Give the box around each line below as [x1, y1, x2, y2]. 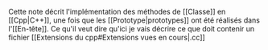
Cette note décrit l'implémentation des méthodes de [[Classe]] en [8, 7, 226, 16]
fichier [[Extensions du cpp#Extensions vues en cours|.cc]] [8, 32, 205, 42]
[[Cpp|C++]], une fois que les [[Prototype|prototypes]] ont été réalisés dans [8, 15, 260, 25]
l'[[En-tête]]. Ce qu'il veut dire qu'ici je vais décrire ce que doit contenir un [8, 24, 255, 33]
